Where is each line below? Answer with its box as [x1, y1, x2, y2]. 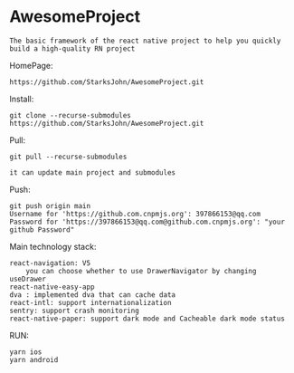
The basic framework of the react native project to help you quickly [9, 36, 281, 45]
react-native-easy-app [9, 282, 95, 292]
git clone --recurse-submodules [9, 110, 131, 120]
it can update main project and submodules [9, 167, 176, 177]
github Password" [9, 225, 75, 234]
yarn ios [9, 347, 43, 357]
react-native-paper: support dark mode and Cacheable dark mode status [9, 314, 285, 323]
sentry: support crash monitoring [9, 306, 140, 315]
